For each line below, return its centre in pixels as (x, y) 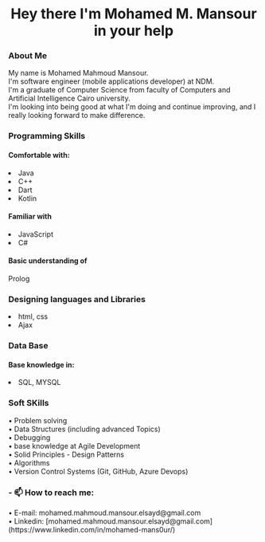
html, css (33, 316)
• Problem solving (38, 420)
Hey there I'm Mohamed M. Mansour (134, 14)
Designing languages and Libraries (77, 299)
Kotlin (28, 198)
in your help (134, 31)
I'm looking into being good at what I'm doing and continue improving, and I (132, 107)
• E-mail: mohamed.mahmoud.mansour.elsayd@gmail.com (105, 513)
